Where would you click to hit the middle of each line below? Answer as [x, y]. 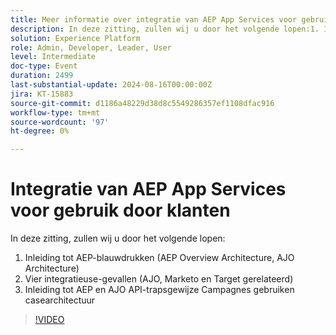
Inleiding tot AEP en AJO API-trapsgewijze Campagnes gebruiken [159, 290]
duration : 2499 [42, 76]
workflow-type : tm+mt [55, 112]
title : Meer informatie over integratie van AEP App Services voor [154, 19]
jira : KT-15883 [42, 94]
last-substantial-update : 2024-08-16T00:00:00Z [111, 85]
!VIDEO [49, 320]
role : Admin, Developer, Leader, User [91, 47]
